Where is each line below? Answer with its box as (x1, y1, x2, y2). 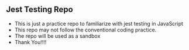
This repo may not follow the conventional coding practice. (14, 26, 157, 33)
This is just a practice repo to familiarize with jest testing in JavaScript (14, 20, 183, 27)
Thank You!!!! (14, 38, 47, 45)
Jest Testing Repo (6, 5, 73, 15)
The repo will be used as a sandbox (14, 32, 101, 40)
